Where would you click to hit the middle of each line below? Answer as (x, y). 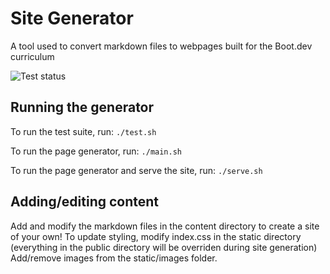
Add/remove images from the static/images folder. (114, 258)
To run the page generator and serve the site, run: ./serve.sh (136, 170)
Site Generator (72, 18)
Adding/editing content (85, 202)
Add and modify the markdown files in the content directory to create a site (165, 226)
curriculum (32, 56)
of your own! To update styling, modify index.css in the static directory (156, 236)
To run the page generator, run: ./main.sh (96, 151)
